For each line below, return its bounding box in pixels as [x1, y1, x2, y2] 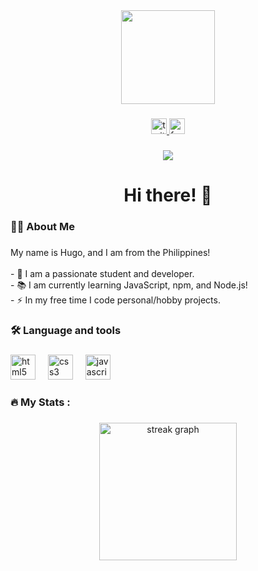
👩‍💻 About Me [10, 219, 75, 233]
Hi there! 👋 [123, 184, 213, 207]
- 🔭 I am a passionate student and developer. [10, 267, 195, 279]
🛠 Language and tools [10, 323, 122, 337]
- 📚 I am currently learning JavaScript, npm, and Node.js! [10, 279, 248, 291]
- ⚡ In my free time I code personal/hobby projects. [10, 294, 221, 306]
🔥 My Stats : [10, 395, 71, 409]
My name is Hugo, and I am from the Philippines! [10, 246, 211, 258]
